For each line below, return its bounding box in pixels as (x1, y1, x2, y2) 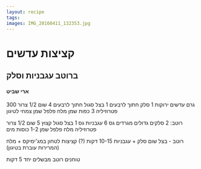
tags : (6, 15, 20, 21)
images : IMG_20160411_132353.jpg (6, 20, 91, 26)
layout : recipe (6, 9, 45, 15)
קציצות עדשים (6, 46, 75, 60)
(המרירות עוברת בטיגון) (6, 144, 59, 151)
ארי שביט (6, 88, 29, 95)
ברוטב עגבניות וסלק (6, 71, 79, 81)
